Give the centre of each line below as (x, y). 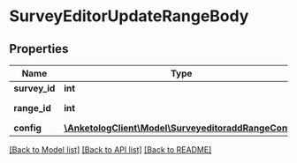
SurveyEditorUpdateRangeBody (129, 16)
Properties (39, 49)
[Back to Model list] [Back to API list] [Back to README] (110, 150)
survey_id (34, 88)
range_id (32, 108)
